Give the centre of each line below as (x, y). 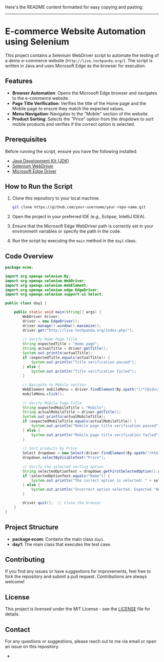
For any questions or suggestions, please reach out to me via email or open (81, 641)
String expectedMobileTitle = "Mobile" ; (64, 408)
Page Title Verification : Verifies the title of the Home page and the (79, 103)
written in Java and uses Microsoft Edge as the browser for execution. (76, 66)
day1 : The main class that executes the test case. (61, 544)
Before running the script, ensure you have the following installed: (71, 151)
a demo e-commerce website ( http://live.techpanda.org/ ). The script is (79, 60)
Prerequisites (26, 140)
